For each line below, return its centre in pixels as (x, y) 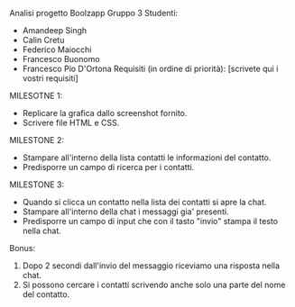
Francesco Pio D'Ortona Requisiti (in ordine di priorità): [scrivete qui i (150, 68)
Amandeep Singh (55, 30)
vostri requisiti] (50, 78)
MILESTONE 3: (37, 185)
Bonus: (23, 248)
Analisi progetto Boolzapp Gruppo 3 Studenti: (94, 13)
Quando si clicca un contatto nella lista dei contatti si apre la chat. (144, 202)
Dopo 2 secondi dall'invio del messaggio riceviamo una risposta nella (151, 266)
